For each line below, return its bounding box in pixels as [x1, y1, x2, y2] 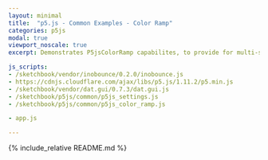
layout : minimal [8, 11, 62, 20]
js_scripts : [8, 63, 48, 72]
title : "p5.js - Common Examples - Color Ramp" [8, 19, 173, 27]
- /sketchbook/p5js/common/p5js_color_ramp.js [8, 100, 166, 108]
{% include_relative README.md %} [8, 143, 128, 153]
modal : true [8, 33, 48, 42]
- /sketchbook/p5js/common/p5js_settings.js [8, 92, 159, 100]
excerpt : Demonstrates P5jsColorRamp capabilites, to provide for [8, 49, 234, 57]
